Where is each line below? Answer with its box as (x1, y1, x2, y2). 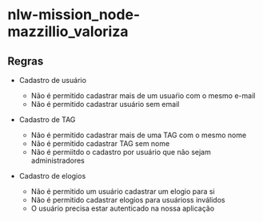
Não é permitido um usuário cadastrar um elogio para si (30, 187, 215, 196)
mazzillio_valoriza (7, 22, 129, 41)
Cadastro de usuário (18, 76, 87, 85)
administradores (30, 156, 86, 165)
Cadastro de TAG (18, 115, 76, 124)
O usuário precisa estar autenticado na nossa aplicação (30, 203, 215, 213)
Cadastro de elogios (18, 172, 86, 180)
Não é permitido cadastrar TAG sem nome (30, 139, 170, 148)
